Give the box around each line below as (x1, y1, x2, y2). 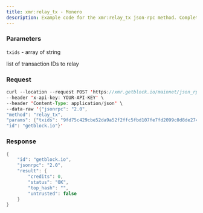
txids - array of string (6, 48, 61, 55)
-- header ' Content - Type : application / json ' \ (6, 100, 123, 106)
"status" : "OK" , (28, 179, 69, 185)
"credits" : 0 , (28, 174, 63, 180)
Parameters (6, 35, 41, 43)
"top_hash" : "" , (28, 184, 69, 191)
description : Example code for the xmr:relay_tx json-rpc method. (6, 15, 177, 21)
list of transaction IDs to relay (6, 60, 80, 67)
